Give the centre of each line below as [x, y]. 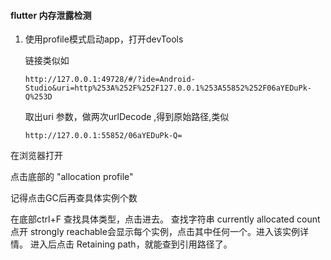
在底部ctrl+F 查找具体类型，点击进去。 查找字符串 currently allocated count [165, 219]
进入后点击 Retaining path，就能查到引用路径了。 [131, 244]
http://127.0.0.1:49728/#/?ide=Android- [110, 80]
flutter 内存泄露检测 [51, 15]
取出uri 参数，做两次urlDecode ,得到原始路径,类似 [127, 117]
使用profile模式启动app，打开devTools [104, 39]
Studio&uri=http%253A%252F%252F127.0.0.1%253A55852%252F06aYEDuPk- [168, 88]
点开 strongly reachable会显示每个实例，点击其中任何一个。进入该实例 [155, 232]
